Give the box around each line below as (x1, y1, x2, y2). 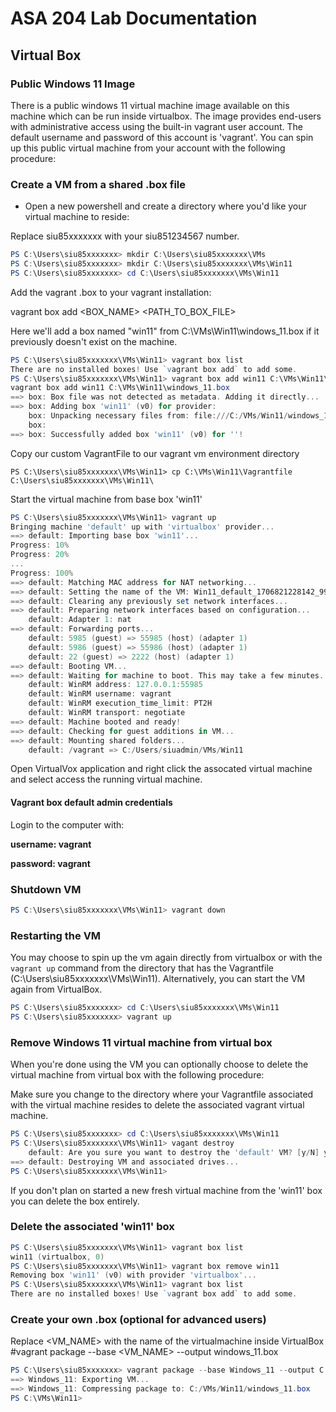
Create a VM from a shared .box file (10, 177, 187, 191)
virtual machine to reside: (24, 211, 130, 223)
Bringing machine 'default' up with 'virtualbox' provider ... (10, 522, 275, 532)
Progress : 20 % (10, 550, 70, 560)
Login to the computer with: (10, 818, 125, 831)
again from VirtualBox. (10, 983, 103, 996)
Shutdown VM (10, 882, 82, 896)
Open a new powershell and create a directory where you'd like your (24, 200, 307, 212)
